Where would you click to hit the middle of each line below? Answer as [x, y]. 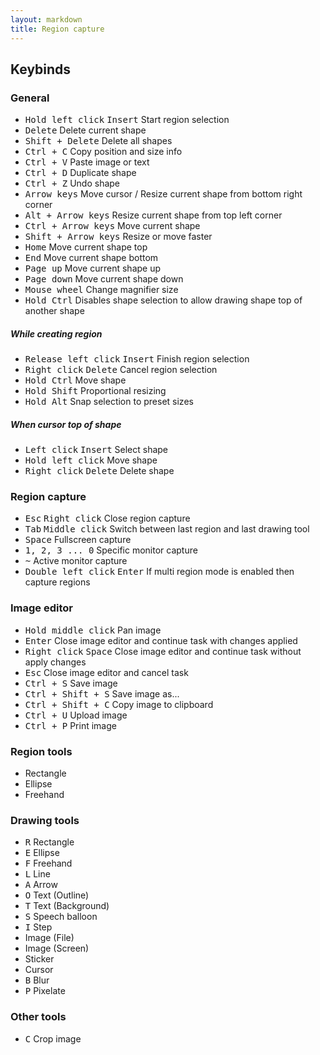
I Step [38, 927]
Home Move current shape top [86, 247]
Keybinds [41, 69]
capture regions [57, 582]
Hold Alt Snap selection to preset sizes [109, 402]
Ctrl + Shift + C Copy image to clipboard [119, 704]
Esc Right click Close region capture [107, 518]
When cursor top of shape [66, 424]
